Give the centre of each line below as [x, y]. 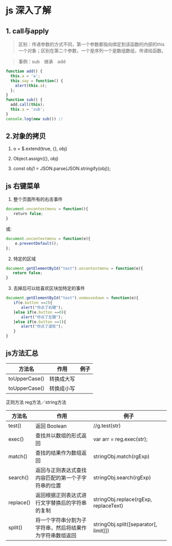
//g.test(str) [107, 426]
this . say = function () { [37, 81]
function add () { [24, 71]
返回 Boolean [51, 426]
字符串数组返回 [58, 535]
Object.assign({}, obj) [36, 159]
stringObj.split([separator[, [125, 524]
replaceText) [108, 506]
